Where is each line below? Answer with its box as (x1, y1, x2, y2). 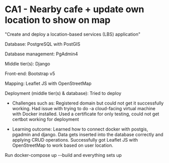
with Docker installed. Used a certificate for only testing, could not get (12, 111, 159, 117)
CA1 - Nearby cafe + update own (5, 4, 145, 15)
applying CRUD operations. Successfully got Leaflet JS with (12, 137, 138, 143)
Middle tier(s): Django (5, 60, 50, 67)
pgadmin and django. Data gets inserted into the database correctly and (12, 131, 163, 138)
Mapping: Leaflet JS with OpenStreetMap (5, 80, 92, 86)
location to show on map (5, 14, 110, 26)
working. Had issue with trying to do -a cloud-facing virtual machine (12, 105, 156, 111)
